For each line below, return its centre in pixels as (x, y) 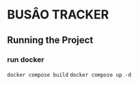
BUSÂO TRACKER (58, 15)
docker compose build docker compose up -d (69, 75)
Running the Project (50, 40)
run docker (26, 60)
